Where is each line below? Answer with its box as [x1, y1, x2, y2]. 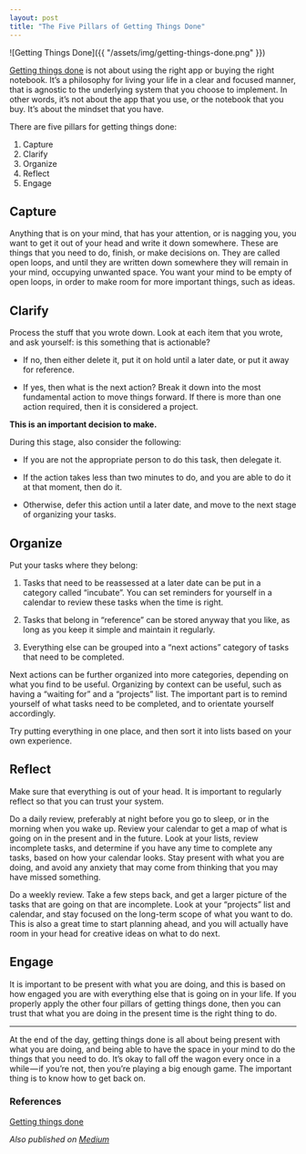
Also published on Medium [9, 1133, 110, 1145]
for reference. [22, 364, 75, 375]
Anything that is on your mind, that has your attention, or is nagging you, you [9, 228, 297, 239]
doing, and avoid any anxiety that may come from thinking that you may [9, 861, 279, 872]
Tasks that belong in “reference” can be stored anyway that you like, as [22, 614, 291, 625]
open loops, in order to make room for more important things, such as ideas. [9, 276, 296, 287]
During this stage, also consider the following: [9, 437, 182, 448]
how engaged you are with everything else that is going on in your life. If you [9, 988, 297, 999]
